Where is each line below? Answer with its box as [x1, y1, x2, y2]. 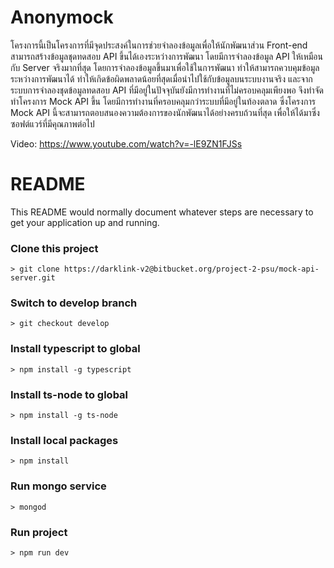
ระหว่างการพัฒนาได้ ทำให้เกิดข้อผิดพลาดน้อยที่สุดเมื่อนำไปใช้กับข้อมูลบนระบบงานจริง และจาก [10, 72, 313, 85]
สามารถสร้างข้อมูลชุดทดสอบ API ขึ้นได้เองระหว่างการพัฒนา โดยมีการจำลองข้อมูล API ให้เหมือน [10, 50, 324, 62]
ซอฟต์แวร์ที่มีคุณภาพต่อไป [10, 117, 95, 130]
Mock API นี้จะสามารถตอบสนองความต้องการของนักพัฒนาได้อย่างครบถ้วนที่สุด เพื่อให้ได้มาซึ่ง [10, 106, 320, 118]
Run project [10, 525, 68, 539]
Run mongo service [10, 479, 107, 493]
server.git [10, 273, 56, 283]
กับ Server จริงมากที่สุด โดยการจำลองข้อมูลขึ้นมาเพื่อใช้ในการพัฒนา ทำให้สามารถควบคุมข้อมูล [10, 61, 320, 73]
